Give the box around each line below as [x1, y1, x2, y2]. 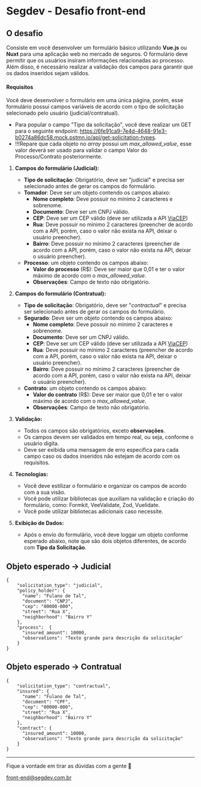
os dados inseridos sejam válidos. [6, 70, 90, 76]
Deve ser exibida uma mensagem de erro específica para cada [23, 446, 179, 454]
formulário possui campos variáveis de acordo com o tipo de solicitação [6, 103, 184, 111]
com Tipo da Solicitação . [23, 544, 87, 551]
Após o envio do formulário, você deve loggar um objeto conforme [23, 531, 188, 538]
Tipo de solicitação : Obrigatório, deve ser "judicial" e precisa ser [23, 176, 185, 184]
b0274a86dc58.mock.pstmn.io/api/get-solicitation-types [14, 134, 156, 141]
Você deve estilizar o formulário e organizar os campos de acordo [23, 482, 187, 490]
